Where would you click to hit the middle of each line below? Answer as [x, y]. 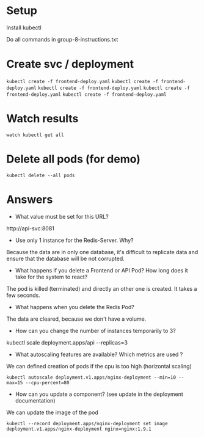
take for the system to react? [51, 277]
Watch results [42, 119]
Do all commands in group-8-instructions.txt [62, 39]
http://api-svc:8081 [31, 228]
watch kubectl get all [35, 135]
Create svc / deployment [70, 64]
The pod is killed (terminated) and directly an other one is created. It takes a [102, 288]
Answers [30, 199]
